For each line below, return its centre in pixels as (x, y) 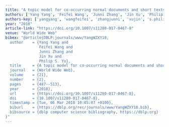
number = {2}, (28, 79)
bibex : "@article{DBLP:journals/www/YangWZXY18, (57, 38)
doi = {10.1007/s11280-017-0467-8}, (55, 98)
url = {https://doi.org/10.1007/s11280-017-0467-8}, (73, 93)
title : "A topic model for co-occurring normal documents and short (78, 10)
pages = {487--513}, (36, 84)
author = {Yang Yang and (39, 42)
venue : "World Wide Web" (31, 33)
